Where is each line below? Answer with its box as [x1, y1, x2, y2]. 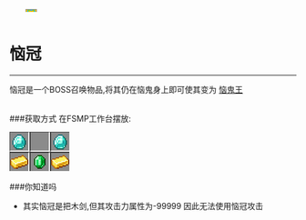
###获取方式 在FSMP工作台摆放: [9, 113, 132, 124]
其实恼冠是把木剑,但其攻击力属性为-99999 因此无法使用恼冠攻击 [22, 200, 264, 211]
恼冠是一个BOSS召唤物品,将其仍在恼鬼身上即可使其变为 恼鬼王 [9, 84, 243, 95]
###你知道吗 [9, 181, 57, 192]
